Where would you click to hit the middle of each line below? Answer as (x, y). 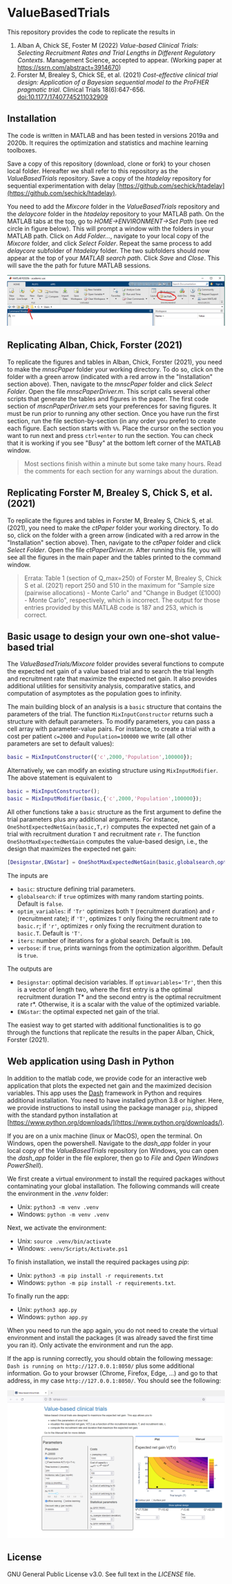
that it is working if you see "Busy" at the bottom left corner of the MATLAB (114, 443)
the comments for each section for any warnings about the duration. (121, 471)
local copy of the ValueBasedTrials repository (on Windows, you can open (113, 1150)
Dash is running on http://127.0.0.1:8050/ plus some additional (101, 1366)
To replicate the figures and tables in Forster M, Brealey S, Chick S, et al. (110, 520)
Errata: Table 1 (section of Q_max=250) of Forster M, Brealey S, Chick (123, 578)
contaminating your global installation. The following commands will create (113, 1186)
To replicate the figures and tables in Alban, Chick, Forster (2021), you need (115, 362)
